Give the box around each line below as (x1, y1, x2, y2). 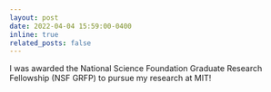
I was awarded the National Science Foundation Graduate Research (9, 63, 263, 74)
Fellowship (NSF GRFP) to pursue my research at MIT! (9, 73, 212, 84)
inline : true (9, 30, 59, 39)
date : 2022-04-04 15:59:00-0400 (9, 22, 132, 31)
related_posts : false (9, 38, 92, 48)
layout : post (9, 13, 59, 23)
